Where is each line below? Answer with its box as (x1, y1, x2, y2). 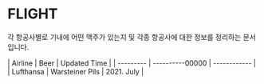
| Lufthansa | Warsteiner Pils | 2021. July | (7, 66, 144, 76)
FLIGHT (7, 5, 58, 23)
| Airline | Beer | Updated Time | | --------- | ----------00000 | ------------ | (7, 58, 257, 68)
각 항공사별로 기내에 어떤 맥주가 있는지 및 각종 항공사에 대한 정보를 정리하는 (7, 32, 242, 42)
